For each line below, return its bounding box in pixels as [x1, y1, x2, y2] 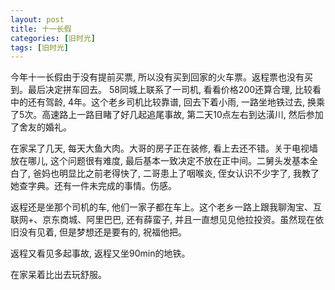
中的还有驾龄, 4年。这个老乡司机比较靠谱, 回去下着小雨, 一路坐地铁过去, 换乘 [10, 96, 325, 108]
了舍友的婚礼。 [10, 121, 72, 133]
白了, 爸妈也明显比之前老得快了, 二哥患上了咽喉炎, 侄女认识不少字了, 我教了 [10, 167, 320, 180]
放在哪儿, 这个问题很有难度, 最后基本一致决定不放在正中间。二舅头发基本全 [10, 155, 318, 167]
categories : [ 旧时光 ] [10, 33, 96, 43]
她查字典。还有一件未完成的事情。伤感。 [10, 180, 177, 192]
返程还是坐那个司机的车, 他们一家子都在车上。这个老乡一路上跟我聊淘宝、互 [10, 201, 322, 213]
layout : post [10, 14, 65, 25]
